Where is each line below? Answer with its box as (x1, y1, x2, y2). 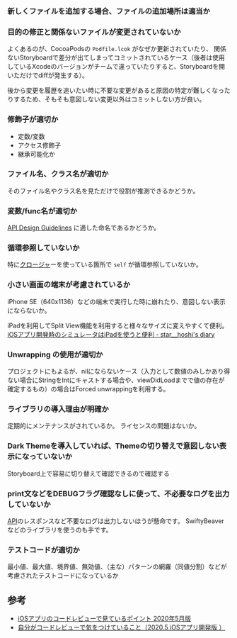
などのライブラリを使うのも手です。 (7, 525, 112, 534)
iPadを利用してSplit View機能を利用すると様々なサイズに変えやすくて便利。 (7, 321, 229, 330)
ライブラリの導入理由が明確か (7, 404, 110, 414)
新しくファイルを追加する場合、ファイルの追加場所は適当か (7, 6, 211, 16)
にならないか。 (7, 306, 51, 315)
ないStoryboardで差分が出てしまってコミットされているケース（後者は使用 (7, 53, 225, 62)
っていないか (29, 452, 73, 461)
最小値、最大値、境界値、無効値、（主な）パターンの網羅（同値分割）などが (7, 562, 228, 571)
